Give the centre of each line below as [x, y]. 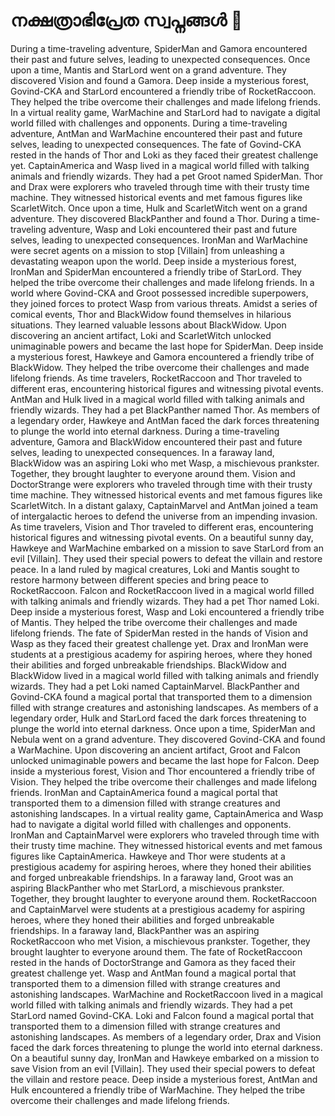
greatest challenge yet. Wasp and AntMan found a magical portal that [153, 973]
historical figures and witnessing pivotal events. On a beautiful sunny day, [162, 537]
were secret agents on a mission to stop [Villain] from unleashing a [147, 250]
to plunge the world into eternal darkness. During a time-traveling [145, 431]
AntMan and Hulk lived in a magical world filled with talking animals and [157, 399]
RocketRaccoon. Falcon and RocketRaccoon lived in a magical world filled [162, 590]
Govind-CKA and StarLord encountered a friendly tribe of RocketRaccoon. [163, 91]
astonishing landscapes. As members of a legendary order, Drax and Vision [166, 1036]
